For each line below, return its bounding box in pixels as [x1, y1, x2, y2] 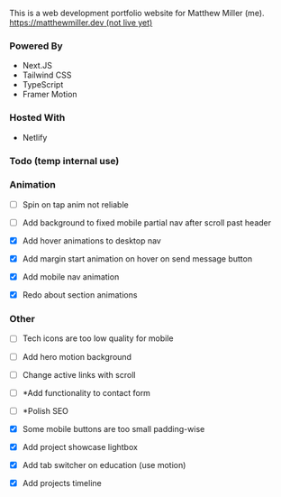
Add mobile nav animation [22, 272, 120, 282]
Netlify [22, 132, 48, 143]
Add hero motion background [22, 351, 132, 362]
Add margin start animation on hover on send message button [22, 253, 253, 264]
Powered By [9, 40, 63, 52]
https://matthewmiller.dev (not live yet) [9, 17, 153, 28]
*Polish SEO [22, 405, 69, 416]
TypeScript [22, 79, 64, 90]
